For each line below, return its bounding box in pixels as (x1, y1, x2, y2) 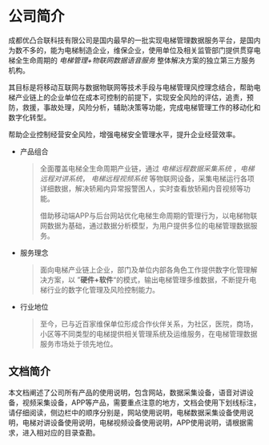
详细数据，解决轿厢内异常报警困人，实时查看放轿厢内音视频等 (39, 184, 244, 193)
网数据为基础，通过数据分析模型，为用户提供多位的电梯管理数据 (39, 220, 251, 230)
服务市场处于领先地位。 (39, 338, 118, 349)
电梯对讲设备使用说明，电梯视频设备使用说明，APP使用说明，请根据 (22, 418, 247, 427)
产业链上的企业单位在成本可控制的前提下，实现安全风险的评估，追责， (14, 92, 247, 102)
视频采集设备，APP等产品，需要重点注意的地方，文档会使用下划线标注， (22, 398, 261, 407)
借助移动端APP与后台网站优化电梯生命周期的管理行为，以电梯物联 (39, 210, 258, 220)
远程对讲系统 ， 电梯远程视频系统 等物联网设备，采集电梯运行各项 (39, 173, 255, 183)
